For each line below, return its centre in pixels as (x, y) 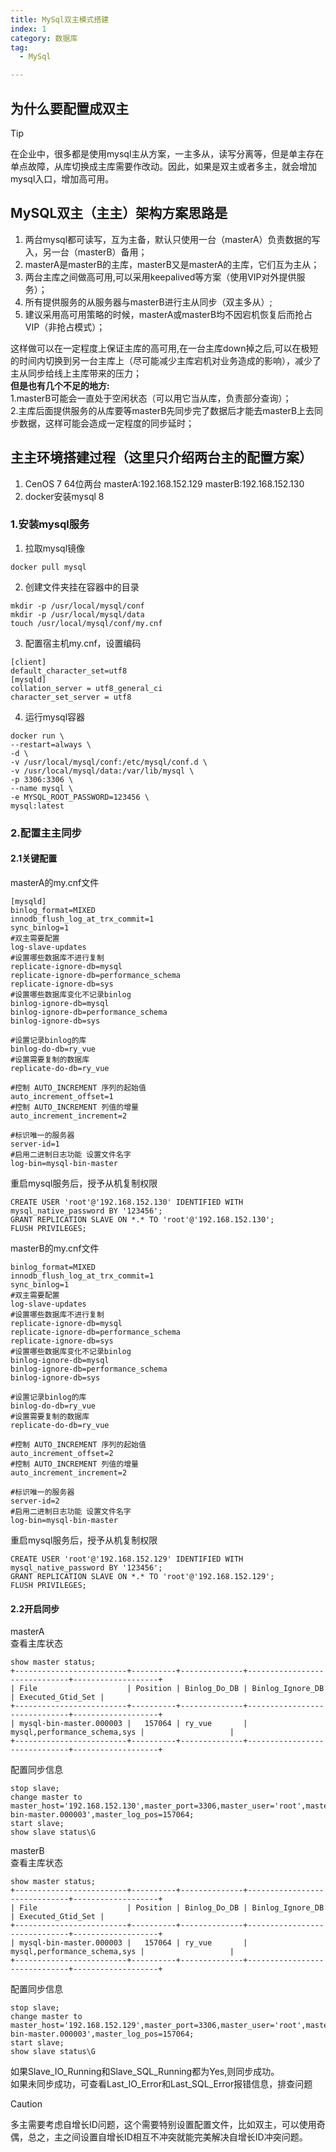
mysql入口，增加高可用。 (62, 178)
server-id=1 (35, 1144)
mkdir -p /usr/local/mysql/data (77, 614)
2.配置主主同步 (46, 833)
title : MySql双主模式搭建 (60, 19)
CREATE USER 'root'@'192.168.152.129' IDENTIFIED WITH (127, 1559)
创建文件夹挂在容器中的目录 (82, 587)
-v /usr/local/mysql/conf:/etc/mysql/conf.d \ (109, 762)
